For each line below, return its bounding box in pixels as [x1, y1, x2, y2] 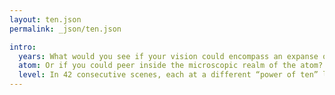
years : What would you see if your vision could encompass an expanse [18, 51, 319, 61]
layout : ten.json [9, 14, 82, 25]
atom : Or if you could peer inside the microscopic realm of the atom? [18, 61, 324, 71]
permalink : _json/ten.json [9, 24, 122, 34]
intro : [9, 42, 37, 52]
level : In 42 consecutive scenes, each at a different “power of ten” [18, 70, 319, 80]
